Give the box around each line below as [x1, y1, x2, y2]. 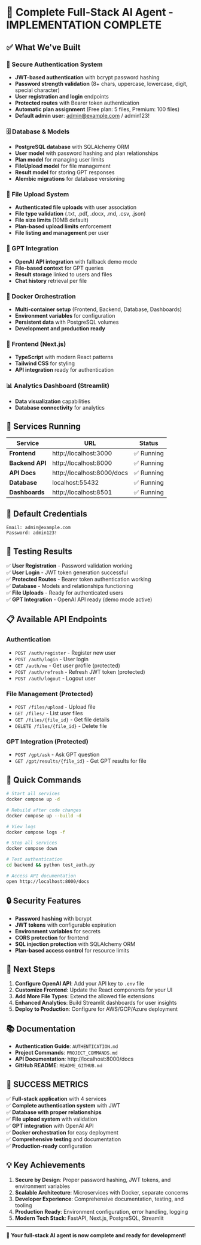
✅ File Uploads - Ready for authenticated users [6, 589, 124, 596]
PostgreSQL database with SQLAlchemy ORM [14, 144, 130, 151]
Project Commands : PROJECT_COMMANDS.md [14, 1049, 118, 1056]
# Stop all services [6, 840, 58, 846]
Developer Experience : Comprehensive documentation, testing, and [14, 1195, 184, 1202]
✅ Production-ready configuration [6, 1142, 92, 1150]
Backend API [9, 459, 47, 467]
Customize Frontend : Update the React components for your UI [14, 986, 173, 993]
